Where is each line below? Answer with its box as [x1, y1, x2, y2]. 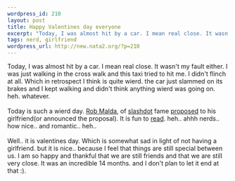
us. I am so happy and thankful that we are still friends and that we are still [7, 152, 223, 160]
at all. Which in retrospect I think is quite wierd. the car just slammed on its [7, 77, 223, 85]
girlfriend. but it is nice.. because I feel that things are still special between [7, 145, 223, 152]
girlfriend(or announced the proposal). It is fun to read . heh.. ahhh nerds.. [7, 114, 220, 123]
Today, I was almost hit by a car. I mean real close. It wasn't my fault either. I [7, 62, 228, 70]
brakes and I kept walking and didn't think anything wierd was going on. [7, 85, 216, 93]
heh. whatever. [7, 92, 51, 100]
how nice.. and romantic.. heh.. [7, 122, 97, 130]
